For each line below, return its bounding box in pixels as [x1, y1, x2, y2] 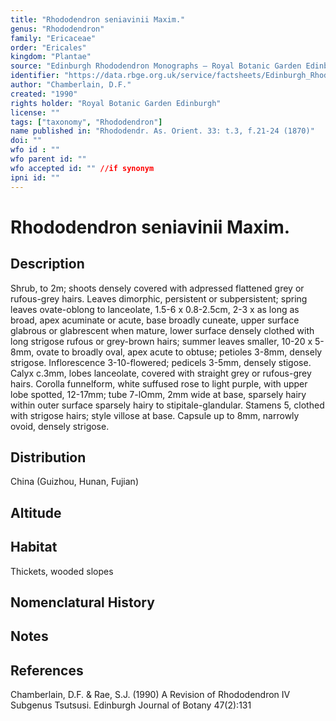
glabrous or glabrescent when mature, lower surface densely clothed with [10, 324, 315, 336]
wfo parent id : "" [10, 154, 87, 164]
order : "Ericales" [10, 42, 87, 53]
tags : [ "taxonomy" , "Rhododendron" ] [10, 117, 163, 127]
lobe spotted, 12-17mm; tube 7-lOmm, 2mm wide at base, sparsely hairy [10, 388, 307, 400]
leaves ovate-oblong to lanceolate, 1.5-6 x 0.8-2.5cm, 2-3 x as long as [10, 303, 300, 315]
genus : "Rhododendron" [10, 24, 105, 34]
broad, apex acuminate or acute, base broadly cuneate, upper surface [10, 314, 300, 326]
